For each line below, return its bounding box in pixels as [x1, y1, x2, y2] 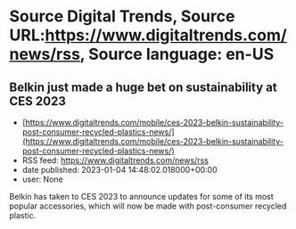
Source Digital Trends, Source [9, 6, 235, 27]
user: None [21, 174, 64, 184]
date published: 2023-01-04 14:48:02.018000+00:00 [21, 165, 218, 175]
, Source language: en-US [79, 45, 275, 64]
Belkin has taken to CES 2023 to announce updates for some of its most [9, 192, 274, 201]
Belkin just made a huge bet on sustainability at [9, 79, 278, 94]
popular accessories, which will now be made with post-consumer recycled [9, 200, 287, 211]
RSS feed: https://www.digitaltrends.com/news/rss [21, 155, 210, 166]
